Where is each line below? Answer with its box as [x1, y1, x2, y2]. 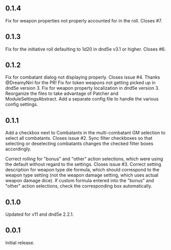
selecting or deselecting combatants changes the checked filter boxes [5, 140, 154, 147]
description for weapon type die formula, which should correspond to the [5, 167, 160, 173]
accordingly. [5, 146, 32, 152]
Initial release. [5, 239, 35, 245]
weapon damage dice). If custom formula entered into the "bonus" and [5, 178, 154, 184]
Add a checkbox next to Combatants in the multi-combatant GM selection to [5, 130, 166, 136]
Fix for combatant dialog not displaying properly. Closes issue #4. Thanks [5, 74, 160, 81]
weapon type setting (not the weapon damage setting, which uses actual [5, 172, 159, 178]
